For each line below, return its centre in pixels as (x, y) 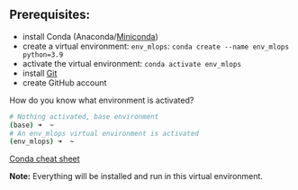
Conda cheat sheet (45, 159)
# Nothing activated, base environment (84, 116)
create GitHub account (64, 82)
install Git (40, 73)
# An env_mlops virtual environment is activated (104, 133)
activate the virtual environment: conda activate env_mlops (131, 63)
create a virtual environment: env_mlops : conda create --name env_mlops (156, 46)
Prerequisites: (50, 15)
